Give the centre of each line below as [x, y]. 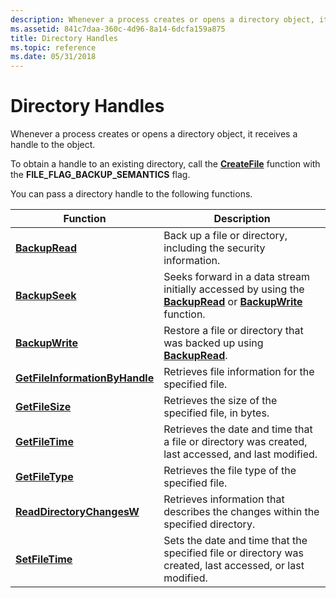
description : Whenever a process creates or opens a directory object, [162, 19]
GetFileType [44, 477]
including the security [214, 248]
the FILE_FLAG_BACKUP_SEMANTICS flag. [100, 175]
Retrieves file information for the [239, 372]
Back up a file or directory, [225, 236]
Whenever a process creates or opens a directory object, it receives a [154, 134]
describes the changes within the [241, 512]
